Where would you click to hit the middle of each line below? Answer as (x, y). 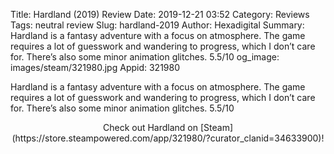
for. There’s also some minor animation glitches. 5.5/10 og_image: (145, 57)
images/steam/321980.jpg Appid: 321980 (95, 67)
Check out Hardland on (150, 127)
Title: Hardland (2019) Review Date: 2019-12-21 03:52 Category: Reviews (160, 14)
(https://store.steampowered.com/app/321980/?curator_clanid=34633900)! (168, 138)
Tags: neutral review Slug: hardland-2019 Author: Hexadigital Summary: (157, 25)
